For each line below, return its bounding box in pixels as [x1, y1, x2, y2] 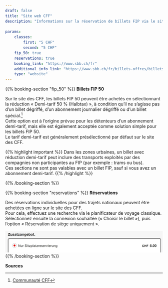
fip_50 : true [14, 50, 41, 55]
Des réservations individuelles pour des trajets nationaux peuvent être [5, 199, 150, 205]
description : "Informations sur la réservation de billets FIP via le [5, 19, 155, 24]
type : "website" [14, 72, 48, 77]
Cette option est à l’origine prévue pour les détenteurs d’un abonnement [5, 118, 153, 124]
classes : [14, 35, 32, 40]
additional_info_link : [14, 66, 61, 71]
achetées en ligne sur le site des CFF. [5, 205, 82, 211]
